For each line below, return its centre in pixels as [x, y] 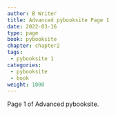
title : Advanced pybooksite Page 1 [58, 20]
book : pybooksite [32, 39]
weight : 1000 [26, 85]
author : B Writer [32, 14]
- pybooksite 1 [32, 59]
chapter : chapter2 [33, 46]
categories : [24, 65]
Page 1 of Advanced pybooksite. [53, 104]
